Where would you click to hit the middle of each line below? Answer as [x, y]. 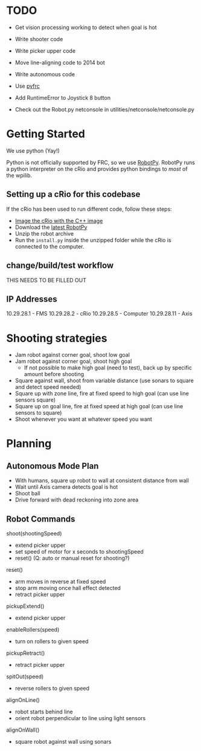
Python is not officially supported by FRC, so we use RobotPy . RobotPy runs [101, 162]
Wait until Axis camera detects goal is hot [66, 487]
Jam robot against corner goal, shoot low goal [72, 355]
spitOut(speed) [25, 677]
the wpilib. [19, 175]
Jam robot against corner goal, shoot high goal [73, 362]
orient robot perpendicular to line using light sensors [80, 718]
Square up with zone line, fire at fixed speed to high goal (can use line [102, 394]
